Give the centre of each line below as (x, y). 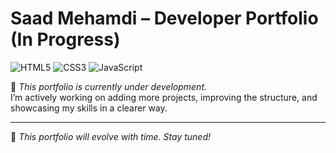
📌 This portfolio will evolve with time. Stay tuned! (111, 136)
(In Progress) (65, 39)
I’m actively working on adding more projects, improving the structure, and (164, 97)
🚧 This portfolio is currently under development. (109, 86)
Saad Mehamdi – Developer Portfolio (164, 18)
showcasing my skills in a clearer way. (89, 108)
